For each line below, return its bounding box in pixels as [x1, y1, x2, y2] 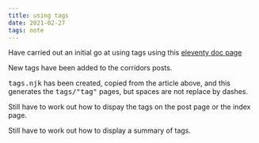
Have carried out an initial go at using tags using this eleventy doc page [8, 48, 242, 58]
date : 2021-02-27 [8, 19, 66, 27]
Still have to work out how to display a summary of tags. [8, 126, 192, 135]
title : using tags [8, 11, 69, 20]
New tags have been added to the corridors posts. [8, 63, 173, 73]
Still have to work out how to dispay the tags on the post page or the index [8, 102, 251, 111]
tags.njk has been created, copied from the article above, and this [8, 78, 231, 88]
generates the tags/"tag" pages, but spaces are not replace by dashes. [8, 87, 249, 96]
